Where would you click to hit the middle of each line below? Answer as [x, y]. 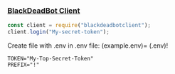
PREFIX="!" [23, 65]
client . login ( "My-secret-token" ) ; [59, 32]
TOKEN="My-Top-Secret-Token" [51, 59]
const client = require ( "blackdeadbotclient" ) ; [79, 26]
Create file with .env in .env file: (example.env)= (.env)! [88, 46]
